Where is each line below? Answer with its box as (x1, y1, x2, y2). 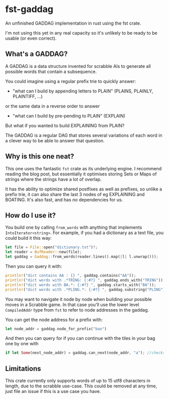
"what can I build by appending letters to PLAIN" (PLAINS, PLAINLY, (12, 88, 153, 94)
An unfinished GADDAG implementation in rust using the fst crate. (5, 20, 142, 26)
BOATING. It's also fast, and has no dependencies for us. (5, 196, 123, 203)
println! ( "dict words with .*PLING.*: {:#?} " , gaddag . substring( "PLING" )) (5, 287, 167, 292)
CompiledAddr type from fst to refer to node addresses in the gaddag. (5, 307, 149, 313)
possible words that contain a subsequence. (5, 68, 97, 74)
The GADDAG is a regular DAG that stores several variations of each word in (5, 132, 162, 138)
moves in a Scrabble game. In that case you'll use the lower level (5, 302, 139, 308)
